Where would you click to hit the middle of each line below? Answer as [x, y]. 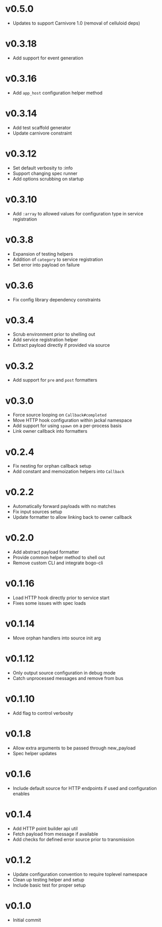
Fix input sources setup [37, 512]
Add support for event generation [48, 58]
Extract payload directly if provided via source [61, 345]
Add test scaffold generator [42, 127]
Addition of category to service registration [58, 259]
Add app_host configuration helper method [57, 93]
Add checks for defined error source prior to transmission [73, 839]
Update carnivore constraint [42, 133]
